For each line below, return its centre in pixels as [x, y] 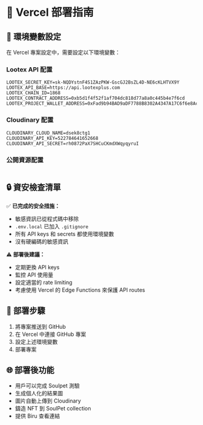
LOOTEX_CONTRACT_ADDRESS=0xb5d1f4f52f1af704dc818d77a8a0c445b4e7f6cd [96, 98]
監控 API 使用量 [34, 275]
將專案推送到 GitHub [40, 326]
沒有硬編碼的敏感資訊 [41, 241]
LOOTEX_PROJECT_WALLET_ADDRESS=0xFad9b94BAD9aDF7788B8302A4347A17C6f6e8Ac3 [104, 104]
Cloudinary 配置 [30, 120]
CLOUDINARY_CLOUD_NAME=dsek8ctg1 [48, 133]
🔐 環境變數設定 [34, 37]
